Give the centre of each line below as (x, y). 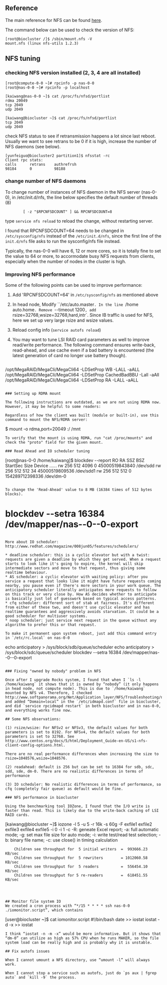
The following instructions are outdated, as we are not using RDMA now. (83, 402)
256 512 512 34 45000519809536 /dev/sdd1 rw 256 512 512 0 (68, 471)
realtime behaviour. (27, 573)
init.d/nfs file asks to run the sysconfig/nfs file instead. (63, 241)
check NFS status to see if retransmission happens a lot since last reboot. (81, 136)
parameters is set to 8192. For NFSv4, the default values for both (78, 732)
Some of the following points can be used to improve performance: (74, 285)
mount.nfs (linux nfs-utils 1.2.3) (42, 43)
